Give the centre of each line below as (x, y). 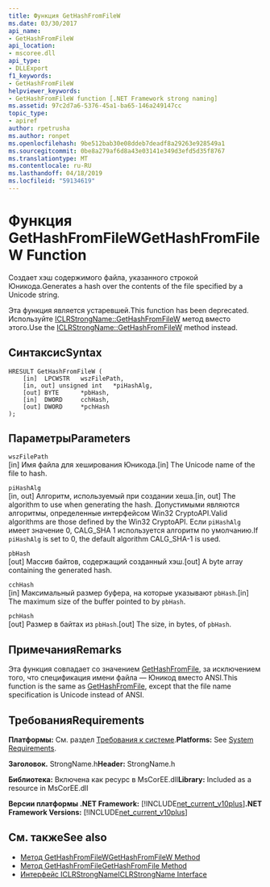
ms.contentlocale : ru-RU (50, 166)
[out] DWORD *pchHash (66, 407)
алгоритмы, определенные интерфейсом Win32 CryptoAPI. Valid (118, 513)
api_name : (25, 31)
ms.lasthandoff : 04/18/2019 (56, 174)
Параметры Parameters (70, 439)
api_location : (32, 46)
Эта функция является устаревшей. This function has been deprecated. (129, 310)
